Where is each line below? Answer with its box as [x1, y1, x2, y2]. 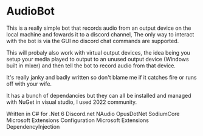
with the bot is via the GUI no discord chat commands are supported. [6, 37, 179, 44]
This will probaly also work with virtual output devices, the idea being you [6, 49, 190, 56]
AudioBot [6, 4, 55, 18]
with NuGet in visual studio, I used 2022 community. [6, 98, 137, 106]
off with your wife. [6, 80, 52, 87]
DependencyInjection [6, 123, 60, 130]
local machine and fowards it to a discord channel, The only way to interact [6, 30, 194, 38]
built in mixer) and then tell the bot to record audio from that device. [6, 62, 176, 69]
